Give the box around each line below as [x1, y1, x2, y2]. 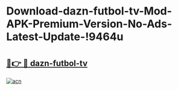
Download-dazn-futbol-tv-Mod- [6, 4, 172, 18]
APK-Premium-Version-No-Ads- [6, 17, 173, 31]
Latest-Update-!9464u [6, 30, 124, 43]
